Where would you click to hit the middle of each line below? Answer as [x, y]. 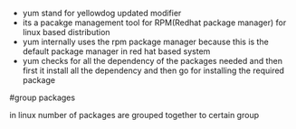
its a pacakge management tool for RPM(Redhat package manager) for [154, 23]
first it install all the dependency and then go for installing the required [153, 70]
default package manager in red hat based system [116, 51]
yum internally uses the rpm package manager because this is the [145, 41]
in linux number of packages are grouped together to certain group [134, 115]
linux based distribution [66, 32]
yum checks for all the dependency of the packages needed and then [153, 61]
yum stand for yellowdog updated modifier [102, 13]
